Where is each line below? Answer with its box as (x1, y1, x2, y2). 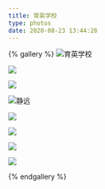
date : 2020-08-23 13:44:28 (8, 26, 98, 34)
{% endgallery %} (8, 172, 68, 182)
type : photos (8, 19, 52, 27)
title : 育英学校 (8, 11, 57, 20)
